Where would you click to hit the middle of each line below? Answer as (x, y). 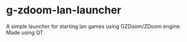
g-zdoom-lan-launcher (64, 10)
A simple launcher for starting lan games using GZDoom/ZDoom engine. (94, 26)
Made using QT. (25, 32)
